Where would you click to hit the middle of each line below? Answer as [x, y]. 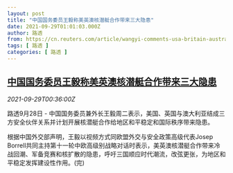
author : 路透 [25, 33]
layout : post [26, 13]
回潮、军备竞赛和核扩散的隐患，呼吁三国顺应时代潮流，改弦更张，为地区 [116, 154]
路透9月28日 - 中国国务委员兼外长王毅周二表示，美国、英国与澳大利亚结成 [113, 113]
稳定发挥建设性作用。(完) [49, 163]
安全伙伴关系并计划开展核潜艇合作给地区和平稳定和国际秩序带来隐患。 [113, 122]
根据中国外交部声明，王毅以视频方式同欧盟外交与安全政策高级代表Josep [110, 136]
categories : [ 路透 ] [37, 53]
